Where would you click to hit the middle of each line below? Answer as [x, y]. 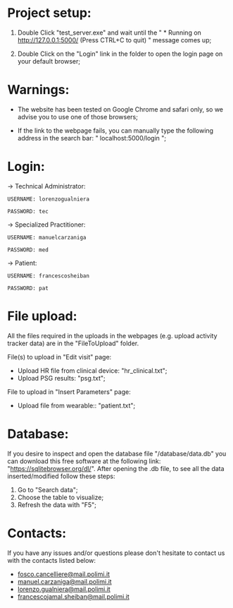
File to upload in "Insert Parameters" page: [69, 392]
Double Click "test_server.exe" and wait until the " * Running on [109, 32]
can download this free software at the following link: [84, 461]
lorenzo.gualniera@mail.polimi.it [64, 589]
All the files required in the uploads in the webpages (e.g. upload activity [112, 335]
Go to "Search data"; [48, 489]
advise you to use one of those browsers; [78, 117]
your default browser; [49, 61]
